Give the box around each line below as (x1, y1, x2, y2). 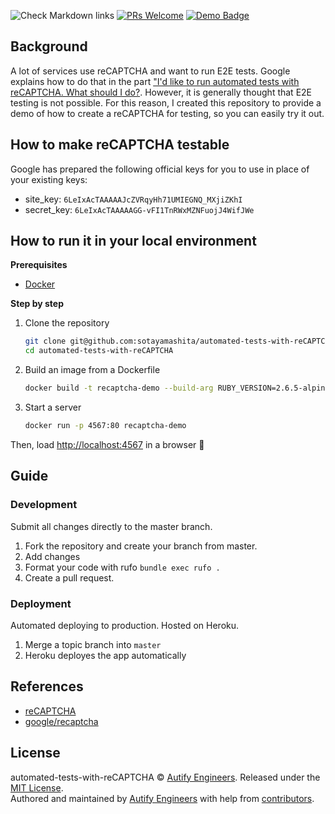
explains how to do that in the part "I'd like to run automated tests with (10, 75, 300, 87)
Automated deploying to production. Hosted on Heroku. (10, 619, 240, 631)
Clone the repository (24, 317, 110, 329)
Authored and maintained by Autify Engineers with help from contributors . (10, 792, 315, 804)
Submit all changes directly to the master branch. (10, 520, 213, 532)
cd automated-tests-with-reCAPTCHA (24, 346, 174, 356)
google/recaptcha (24, 715, 99, 727)
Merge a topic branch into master (24, 638, 162, 650)
